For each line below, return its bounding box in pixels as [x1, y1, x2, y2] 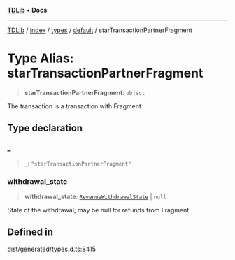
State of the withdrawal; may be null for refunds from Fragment [7, 205, 190, 214]
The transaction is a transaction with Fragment [7, 101, 142, 110]
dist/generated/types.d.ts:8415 [7, 245, 97, 253]
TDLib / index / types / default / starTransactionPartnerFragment [7, 26, 192, 34]
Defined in [7, 226, 54, 238]
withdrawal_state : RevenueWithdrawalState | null [24, 192, 166, 201]
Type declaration [7, 122, 83, 134]
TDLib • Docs [7, 6, 48, 14]
